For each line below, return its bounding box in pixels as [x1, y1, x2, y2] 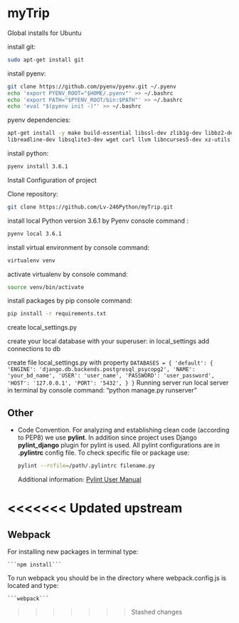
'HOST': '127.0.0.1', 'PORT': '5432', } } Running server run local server [7, 378, 229, 387]
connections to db [7, 345, 60, 353]
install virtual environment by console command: [7, 243, 150, 251]
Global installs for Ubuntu [7, 29, 82, 37]
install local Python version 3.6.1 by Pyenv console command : [7, 216, 189, 225]
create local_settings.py [7, 323, 77, 332]
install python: [7, 149, 49, 158]
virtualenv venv [7, 257, 55, 264]
